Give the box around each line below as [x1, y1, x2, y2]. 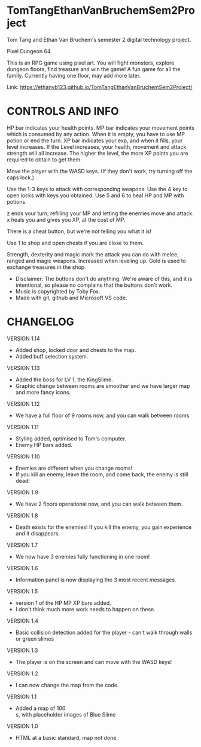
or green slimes [15, 635, 54, 642]
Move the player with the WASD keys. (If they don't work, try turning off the [7, 167, 193, 174]
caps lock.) [7, 174, 35, 181]
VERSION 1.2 [7, 670, 38, 677]
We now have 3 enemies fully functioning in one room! [15, 553, 150, 560]
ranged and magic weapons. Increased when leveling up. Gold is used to [7, 257, 186, 264]
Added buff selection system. [15, 353, 89, 360]
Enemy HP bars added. [15, 441, 72, 448]
